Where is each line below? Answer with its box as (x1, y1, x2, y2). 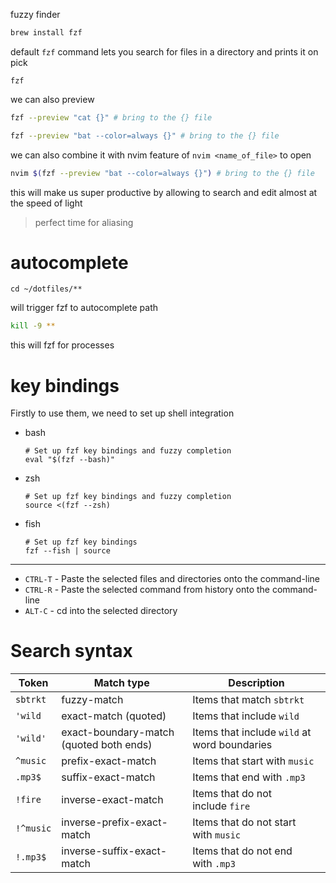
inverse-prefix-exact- (61, 815, 168, 829)
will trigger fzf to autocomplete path (10, 302, 159, 314)
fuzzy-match (61, 693, 124, 707)
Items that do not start (192, 815, 297, 829)
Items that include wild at (192, 725, 312, 739)
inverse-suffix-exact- (61, 844, 168, 858)
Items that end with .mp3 (192, 770, 306, 784)
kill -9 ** (10, 321, 56, 331)
